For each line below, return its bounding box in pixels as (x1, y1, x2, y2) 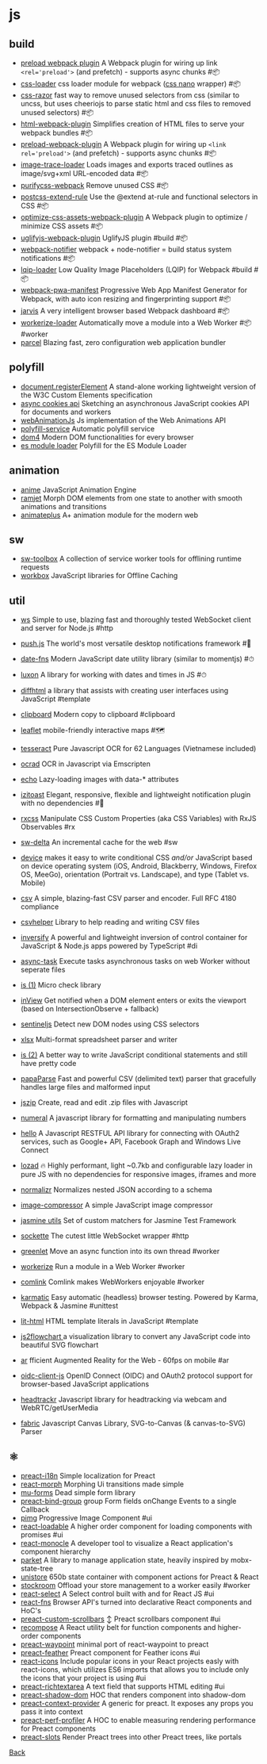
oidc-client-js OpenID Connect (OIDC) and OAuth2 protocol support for (20, 1371, 253, 1381)
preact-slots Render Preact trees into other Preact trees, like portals (20, 1732, 242, 1742)
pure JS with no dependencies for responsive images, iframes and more (20, 1170, 257, 1179)
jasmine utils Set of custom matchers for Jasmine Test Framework (20, 1216, 237, 1225)
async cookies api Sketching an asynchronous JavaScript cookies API (20, 398, 250, 408)
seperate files (20, 965, 66, 975)
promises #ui (20, 1530, 63, 1540)
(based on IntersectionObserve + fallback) (20, 1004, 159, 1014)
